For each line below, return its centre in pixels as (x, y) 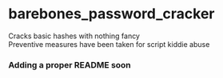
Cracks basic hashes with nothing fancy (74, 36)
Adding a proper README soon (70, 64)
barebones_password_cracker (111, 14)
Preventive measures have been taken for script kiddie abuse (109, 44)
